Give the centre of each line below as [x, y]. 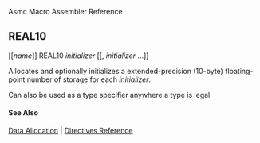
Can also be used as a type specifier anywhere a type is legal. [110, 95]
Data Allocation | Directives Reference [71, 131]
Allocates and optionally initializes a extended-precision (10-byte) [116, 71]
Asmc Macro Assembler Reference [65, 12]
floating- [239, 71]
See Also [23, 113]
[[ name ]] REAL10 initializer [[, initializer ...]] [79, 56]
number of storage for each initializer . [89, 79]
